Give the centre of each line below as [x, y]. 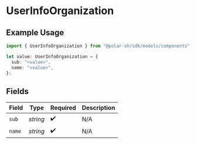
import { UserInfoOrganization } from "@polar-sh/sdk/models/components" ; [99, 46]
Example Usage [35, 33]
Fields [18, 91]
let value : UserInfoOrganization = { [52, 56]
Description [98, 108]
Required [63, 108]
